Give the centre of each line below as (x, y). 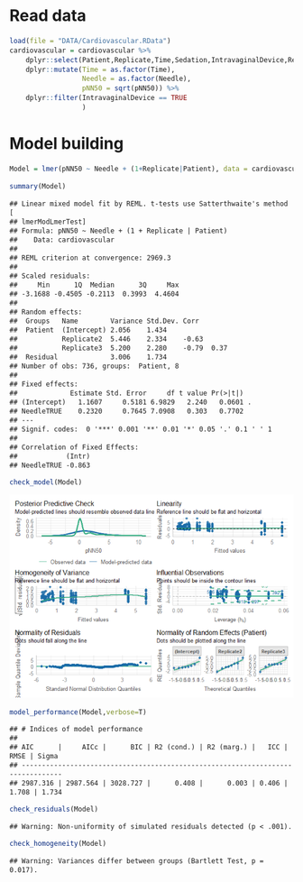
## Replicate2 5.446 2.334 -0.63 (106, 339)
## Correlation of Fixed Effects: (74, 447)
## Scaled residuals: (50, 276)
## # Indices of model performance (76, 730)
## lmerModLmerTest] (48, 222)
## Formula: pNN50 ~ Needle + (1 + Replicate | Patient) (119, 231)
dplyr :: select (52, 60)
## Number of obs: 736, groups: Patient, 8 (94, 366)
